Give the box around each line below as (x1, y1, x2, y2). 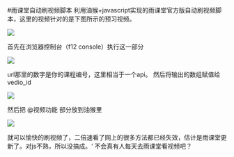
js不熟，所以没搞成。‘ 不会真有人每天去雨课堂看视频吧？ (31, 142, 193, 150)
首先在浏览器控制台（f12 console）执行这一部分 (7, 42, 144, 51)
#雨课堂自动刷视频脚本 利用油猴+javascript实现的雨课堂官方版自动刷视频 (7, 6, 216, 14)
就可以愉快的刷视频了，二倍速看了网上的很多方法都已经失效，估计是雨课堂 (7, 133, 221, 141)
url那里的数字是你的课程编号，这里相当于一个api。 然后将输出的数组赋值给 (7, 70, 221, 78)
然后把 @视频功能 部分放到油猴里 (7, 106, 102, 113)
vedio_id (7, 78, 31, 86)
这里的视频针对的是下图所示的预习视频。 (19, 15, 136, 23)
